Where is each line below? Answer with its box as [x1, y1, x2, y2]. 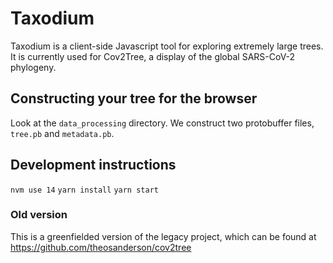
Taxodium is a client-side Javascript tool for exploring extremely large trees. [10, 40, 324, 52]
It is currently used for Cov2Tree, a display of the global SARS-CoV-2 [10, 50, 296, 62]
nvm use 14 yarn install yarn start [10, 185, 159, 195]
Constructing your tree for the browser [10, 90, 258, 107]
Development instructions [10, 157, 177, 174]
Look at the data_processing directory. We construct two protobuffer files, [10, 117, 315, 129]
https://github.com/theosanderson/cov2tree [10, 241, 192, 253]
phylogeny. [10, 61, 57, 73]
